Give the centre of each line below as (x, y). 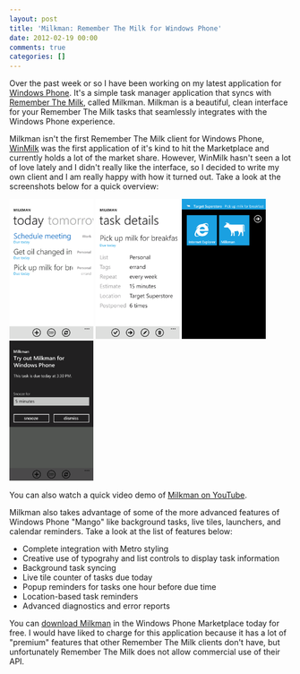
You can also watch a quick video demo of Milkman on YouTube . (129, 495)
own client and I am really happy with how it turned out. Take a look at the (145, 177)
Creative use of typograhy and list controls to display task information (151, 558)
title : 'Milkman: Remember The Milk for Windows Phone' (116, 28)
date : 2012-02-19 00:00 (54, 38)
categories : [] (38, 57)
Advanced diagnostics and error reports (96, 606)
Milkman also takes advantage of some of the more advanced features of (145, 513)
